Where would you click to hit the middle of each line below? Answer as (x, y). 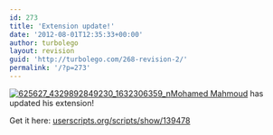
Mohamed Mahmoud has (217, 93)
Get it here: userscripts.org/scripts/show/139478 (100, 120)
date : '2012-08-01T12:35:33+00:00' (76, 34)
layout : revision (42, 51)
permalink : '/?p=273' (50, 68)
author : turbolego (44, 43)
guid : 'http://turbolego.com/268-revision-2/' (99, 59)
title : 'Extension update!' (62, 26)
